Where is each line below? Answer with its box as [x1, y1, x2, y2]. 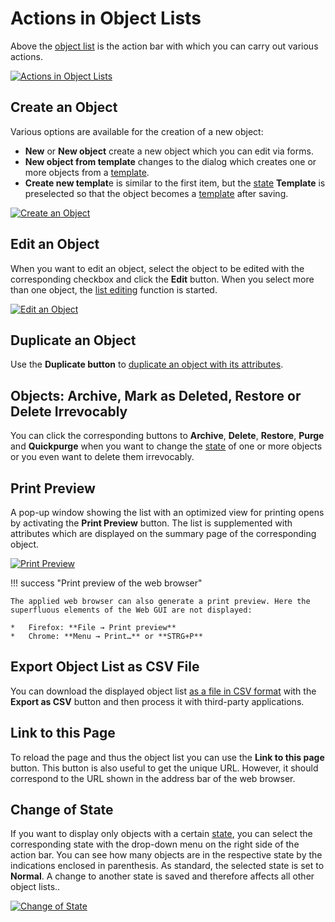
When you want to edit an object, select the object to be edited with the [10, 262, 305, 274]
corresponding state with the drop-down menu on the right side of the [10, 838, 300, 851]
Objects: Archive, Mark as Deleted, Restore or [10, 387, 302, 404]
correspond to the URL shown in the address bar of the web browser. [10, 772, 296, 784]
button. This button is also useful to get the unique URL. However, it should [10, 762, 319, 774]
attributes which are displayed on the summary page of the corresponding [10, 528, 317, 539]
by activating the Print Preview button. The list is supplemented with [10, 517, 293, 529]
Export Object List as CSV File [10, 658, 200, 676]
